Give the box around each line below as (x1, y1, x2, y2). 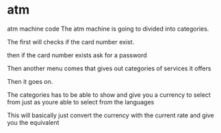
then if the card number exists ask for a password (7, 50, 147, 59)
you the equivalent (7, 118, 60, 126)
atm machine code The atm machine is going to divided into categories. (7, 25, 209, 33)
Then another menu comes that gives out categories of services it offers (7, 64, 211, 72)
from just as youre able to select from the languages (7, 98, 155, 106)
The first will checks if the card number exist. (7, 38, 135, 46)
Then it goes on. (7, 77, 53, 85)
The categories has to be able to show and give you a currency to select (7, 91, 211, 99)
